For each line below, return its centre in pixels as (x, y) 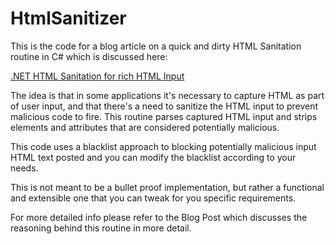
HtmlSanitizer (68, 18)
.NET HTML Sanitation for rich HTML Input (97, 76)
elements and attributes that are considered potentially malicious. (145, 127)
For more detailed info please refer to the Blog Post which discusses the (159, 217)
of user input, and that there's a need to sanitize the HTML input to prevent (164, 106)
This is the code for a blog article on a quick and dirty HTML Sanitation (156, 46)
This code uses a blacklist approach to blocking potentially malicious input (163, 146)
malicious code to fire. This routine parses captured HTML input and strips (164, 116)
